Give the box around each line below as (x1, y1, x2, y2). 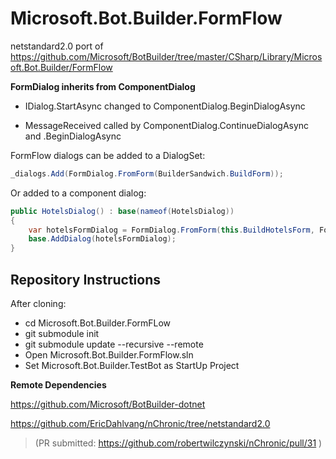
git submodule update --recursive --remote (24, 338, 204, 350)
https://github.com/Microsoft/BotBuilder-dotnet (10, 398, 206, 410)
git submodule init (24, 328, 100, 339)
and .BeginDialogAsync (24, 130, 122, 142)
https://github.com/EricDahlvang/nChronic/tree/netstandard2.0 (10, 418, 271, 429)
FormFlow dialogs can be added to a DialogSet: (10, 149, 206, 161)
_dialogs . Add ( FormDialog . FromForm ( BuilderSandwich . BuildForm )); (10, 168, 284, 179)
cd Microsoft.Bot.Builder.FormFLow (24, 317, 172, 329)
